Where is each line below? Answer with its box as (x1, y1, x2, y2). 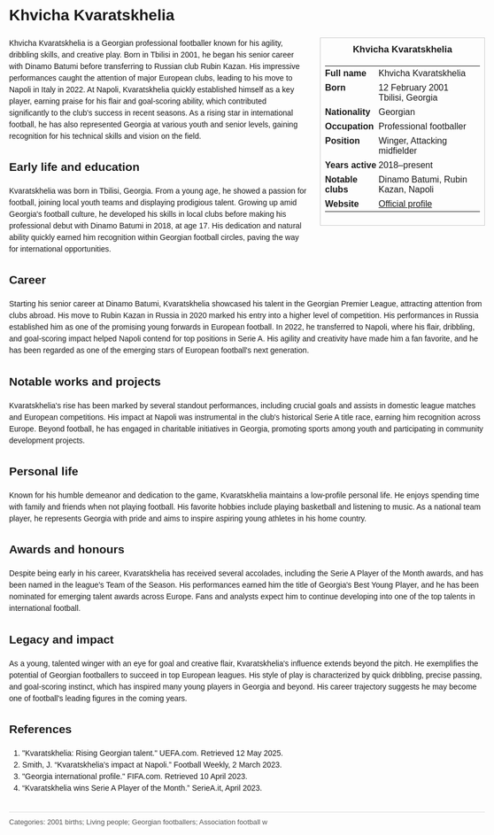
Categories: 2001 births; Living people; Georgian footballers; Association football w (9, 817, 268, 826)
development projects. (9, 435, 85, 445)
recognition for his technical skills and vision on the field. (9, 131, 202, 141)
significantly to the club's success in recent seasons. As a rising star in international (9, 107, 294, 118)
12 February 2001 (378, 82, 450, 93)
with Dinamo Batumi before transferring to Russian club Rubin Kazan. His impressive (9, 61, 300, 71)
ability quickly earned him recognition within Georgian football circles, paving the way (9, 233, 299, 243)
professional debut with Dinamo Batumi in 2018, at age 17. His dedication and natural (9, 220, 302, 231)
